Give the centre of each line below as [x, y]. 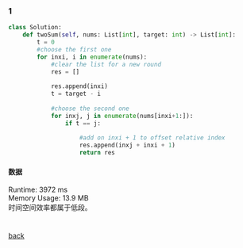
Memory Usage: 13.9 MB [48, 198]
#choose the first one [74, 49]
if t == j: [83, 123]
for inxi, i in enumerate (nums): [92, 57]
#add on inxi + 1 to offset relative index [152, 138]
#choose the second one [90, 109]
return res [97, 153]
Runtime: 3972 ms [38, 190]
